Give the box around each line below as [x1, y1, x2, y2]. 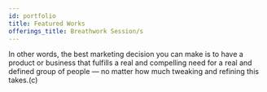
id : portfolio [8, 11, 57, 20]
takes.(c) [8, 75, 38, 85]
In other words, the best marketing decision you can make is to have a [8, 50, 244, 59]
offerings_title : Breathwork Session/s [8, 27, 144, 35]
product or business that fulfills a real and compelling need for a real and [8, 58, 252, 68]
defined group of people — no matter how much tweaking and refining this [8, 67, 259, 77]
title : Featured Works [8, 20, 85, 28]
